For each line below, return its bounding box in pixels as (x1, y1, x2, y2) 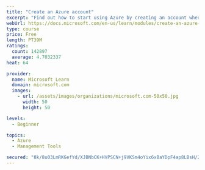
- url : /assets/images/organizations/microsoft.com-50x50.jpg (17, 93, 179, 100)
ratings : (6, 43, 29, 49)
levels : (6, 115, 26, 121)
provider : (6, 70, 32, 76)
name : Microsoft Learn (12, 76, 70, 83)
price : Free (6, 32, 37, 38)
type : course (6, 25, 40, 32)
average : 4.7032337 (12, 54, 62, 60)
